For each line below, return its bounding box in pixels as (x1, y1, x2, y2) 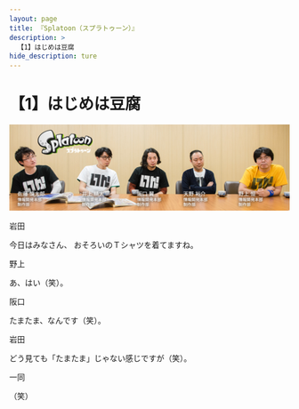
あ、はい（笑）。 (9, 277, 69, 288)
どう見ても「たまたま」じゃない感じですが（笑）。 (9, 352, 192, 364)
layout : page (9, 14, 58, 23)
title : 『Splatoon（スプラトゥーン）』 (9, 23, 139, 33)
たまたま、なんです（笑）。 (9, 315, 106, 325)
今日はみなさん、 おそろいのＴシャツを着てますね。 (9, 239, 198, 250)
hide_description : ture (9, 52, 98, 61)
